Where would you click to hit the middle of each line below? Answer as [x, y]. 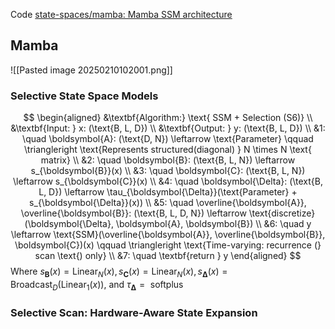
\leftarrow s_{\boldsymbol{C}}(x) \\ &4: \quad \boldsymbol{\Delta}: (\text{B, [168, 181]
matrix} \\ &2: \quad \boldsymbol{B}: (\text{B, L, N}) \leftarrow [168, 160]
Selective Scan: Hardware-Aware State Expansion [134, 312]
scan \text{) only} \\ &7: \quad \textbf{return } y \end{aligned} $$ [168, 256]
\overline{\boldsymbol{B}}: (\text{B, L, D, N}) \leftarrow [133, 213]
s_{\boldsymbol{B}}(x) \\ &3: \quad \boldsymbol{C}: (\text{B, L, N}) [168, 171]
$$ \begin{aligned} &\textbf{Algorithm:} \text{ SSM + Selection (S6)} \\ [168, 118]
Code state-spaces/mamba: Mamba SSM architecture [121, 14]
